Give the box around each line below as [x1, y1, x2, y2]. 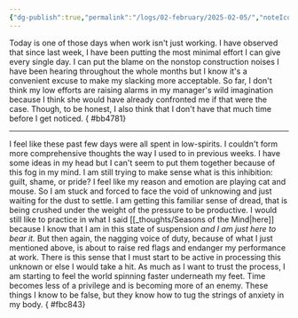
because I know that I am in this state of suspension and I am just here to [9, 223, 277, 234]
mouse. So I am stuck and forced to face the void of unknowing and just [9, 186, 272, 196]
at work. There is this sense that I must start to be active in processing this [9, 251, 281, 262]
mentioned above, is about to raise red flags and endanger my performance [9, 242, 286, 253]
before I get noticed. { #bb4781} [9, 113, 127, 123]
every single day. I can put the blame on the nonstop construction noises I [9, 56, 279, 67]
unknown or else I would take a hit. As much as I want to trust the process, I [9, 261, 286, 272]
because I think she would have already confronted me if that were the [9, 94, 268, 105]
